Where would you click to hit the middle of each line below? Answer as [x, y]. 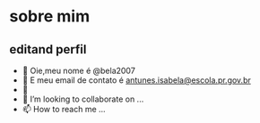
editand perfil [48, 49]
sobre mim [50, 16]
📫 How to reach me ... [64, 109]
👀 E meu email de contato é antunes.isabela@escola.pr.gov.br [136, 80]
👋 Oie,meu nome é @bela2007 [79, 70]
